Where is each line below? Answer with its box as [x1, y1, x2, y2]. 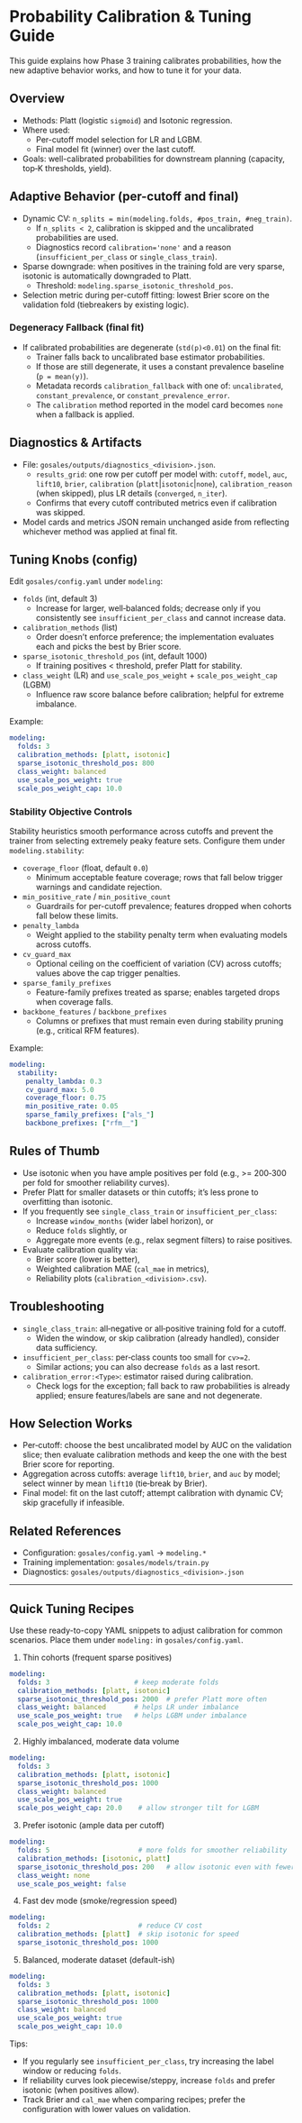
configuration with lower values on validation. [22, 2104, 191, 2115]
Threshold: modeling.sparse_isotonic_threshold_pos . [35, 279, 234, 290]
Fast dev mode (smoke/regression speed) [22, 1895, 178, 1907]
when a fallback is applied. [35, 408, 135, 420]
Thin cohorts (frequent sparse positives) [22, 1652, 173, 1663]
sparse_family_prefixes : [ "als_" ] [25, 1110, 155, 1119]
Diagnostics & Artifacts [9, 435, 142, 451]
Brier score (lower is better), [35, 1253, 141, 1264]
